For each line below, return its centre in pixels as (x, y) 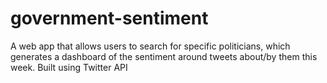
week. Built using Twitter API (69, 67)
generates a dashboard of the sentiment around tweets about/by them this (164, 56)
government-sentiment (109, 18)
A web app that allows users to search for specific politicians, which (150, 46)
